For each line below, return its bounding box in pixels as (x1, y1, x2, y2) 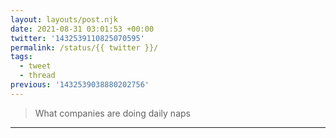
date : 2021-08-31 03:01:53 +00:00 (10, 24, 155, 34)
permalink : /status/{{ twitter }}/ (10, 42, 159, 53)
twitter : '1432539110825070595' (10, 33, 145, 43)
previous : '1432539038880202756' (10, 80, 150, 90)
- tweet (19, 61, 52, 71)
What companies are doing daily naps (34, 107, 191, 119)
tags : (10, 52, 33, 62)
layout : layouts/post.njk (10, 14, 118, 25)
